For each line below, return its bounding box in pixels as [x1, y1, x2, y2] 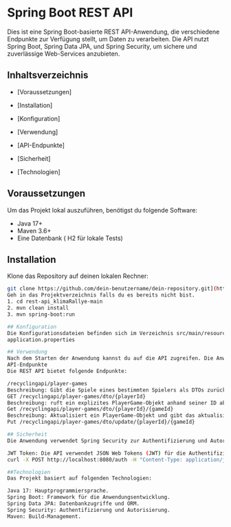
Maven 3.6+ [16, 226, 52, 235]
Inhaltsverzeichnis [7, 69, 89, 81]
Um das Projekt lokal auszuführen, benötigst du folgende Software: [7, 206, 198, 214]
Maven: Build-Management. [7, 513, 81, 520]
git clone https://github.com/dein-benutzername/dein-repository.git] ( [7, 286, 217, 292]
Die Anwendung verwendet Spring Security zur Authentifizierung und [7, 437, 208, 444]
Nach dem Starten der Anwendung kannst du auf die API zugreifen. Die [7, 355, 214, 362]
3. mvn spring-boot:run [7, 311, 76, 318]
